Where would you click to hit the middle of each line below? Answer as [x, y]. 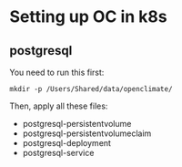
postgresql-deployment [67, 143]
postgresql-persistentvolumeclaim [87, 133]
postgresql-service [58, 153]
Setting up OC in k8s [88, 17]
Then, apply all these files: [59, 106]
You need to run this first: [57, 72]
